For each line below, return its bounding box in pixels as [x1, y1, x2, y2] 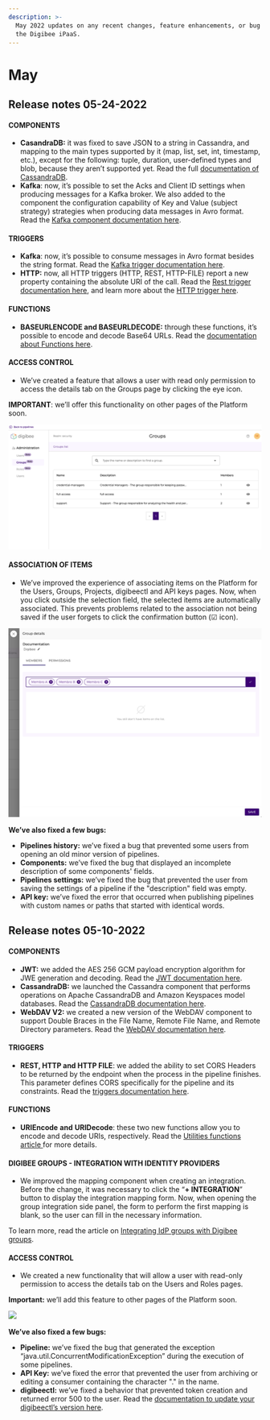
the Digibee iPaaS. [15, 30, 81, 38]
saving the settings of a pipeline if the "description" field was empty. [19, 884, 247, 893]
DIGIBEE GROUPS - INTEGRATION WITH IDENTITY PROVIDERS [8, 1158, 220, 1168]
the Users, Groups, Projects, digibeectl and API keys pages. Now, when [19, 586, 257, 596]
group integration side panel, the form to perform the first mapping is [19, 1202, 249, 1211]
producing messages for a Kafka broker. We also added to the [19, 189, 226, 199]
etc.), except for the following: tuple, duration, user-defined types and [19, 155, 252, 165]
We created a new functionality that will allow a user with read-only [19, 1271, 243, 1281]
